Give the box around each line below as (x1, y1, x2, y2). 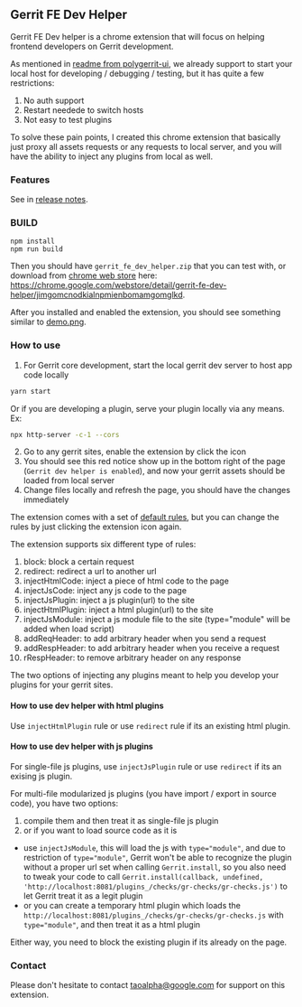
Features (10, 173, 50, 186)
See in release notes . (10, 194, 88, 205)
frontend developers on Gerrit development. (10, 41, 174, 51)
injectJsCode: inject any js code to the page (23, 585, 188, 596)
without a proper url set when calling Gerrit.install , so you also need (23, 862, 287, 872)
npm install (10, 237, 55, 247)
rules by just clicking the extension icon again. (10, 521, 182, 532)
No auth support (23, 95, 85, 106)
